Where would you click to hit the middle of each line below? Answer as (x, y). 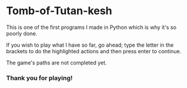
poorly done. (22, 33)
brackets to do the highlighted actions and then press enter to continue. (94, 51)
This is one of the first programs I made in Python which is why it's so (91, 27)
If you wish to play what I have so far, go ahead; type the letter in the (90, 45)
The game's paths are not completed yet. (56, 63)
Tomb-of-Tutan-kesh (59, 11)
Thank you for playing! (39, 78)
